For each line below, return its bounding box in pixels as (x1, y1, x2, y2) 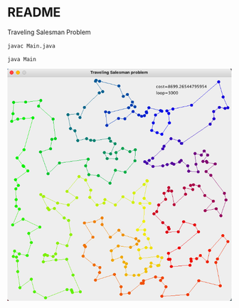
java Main (7, 55, 37, 63)
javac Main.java (7, 42, 55, 50)
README (7, 4, 61, 21)
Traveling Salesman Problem (7, 28, 91, 36)
